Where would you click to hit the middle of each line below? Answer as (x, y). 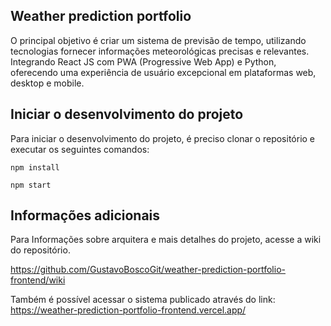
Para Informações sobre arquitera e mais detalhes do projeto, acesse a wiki (166, 240)
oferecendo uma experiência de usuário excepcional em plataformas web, (163, 72)
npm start (31, 185)
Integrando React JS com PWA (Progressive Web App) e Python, (143, 61)
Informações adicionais (85, 215)
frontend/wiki (38, 280)
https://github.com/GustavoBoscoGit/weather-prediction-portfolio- (148, 270)
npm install (35, 167)
